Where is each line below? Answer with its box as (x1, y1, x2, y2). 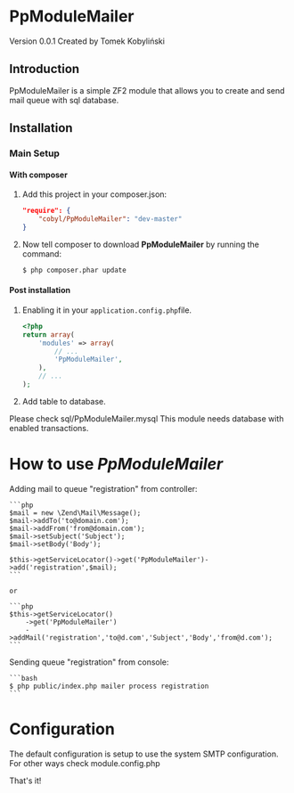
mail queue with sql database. (9, 94, 119, 105)
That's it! (9, 775, 42, 786)
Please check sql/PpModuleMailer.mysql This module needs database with (9, 413, 284, 424)
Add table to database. (21, 396, 106, 406)
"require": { (21, 207, 71, 216)
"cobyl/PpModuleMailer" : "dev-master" (38, 215, 183, 224)
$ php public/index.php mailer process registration (9, 682, 209, 691)
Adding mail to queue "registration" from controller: (9, 483, 198, 494)
